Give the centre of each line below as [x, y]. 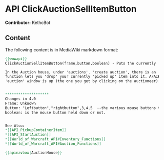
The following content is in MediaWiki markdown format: [62, 49]
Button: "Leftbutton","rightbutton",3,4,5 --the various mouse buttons [81, 108]
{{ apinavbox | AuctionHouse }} [34, 153]
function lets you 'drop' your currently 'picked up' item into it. [76, 77]
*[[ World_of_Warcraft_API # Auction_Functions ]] [53, 144]
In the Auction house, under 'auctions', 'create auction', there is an [81, 72]
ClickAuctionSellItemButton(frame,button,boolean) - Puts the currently [81, 63]
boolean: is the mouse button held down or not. [55, 113]
